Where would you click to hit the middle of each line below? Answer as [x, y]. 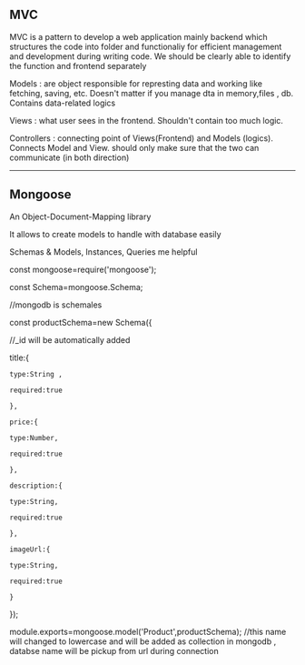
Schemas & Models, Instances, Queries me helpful [103, 252]
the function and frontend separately [78, 65]
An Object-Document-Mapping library [80, 217]
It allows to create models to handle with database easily [115, 234]
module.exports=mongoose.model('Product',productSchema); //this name [148, 631]
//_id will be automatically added [70, 339]
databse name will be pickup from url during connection [114, 650]
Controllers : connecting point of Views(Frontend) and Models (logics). [142, 138]
